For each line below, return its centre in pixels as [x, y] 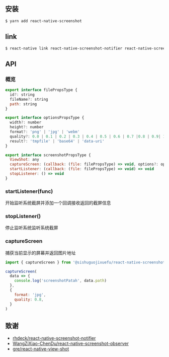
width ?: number [26, 122]
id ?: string [22, 95]
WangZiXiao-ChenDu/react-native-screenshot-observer [71, 343]
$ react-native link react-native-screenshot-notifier [64, 48]
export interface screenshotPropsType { [48, 155]
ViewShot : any [24, 160]
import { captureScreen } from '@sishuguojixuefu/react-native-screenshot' [86, 262]
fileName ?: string [29, 99]
